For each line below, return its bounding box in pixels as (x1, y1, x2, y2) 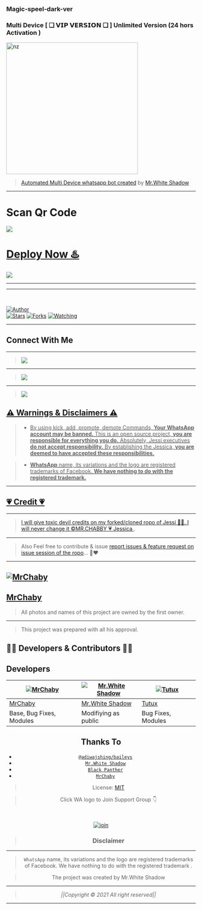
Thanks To (81, 737, 121, 747)
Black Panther (88, 767, 123, 773)
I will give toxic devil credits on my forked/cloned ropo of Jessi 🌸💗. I (20, 518, 189, 525)
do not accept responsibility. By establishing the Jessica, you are (29, 443, 194, 450)
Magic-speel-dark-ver (6, 5, 73, 13)
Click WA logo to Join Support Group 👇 (60, 796, 158, 803)
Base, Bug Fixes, (9, 709, 56, 717)
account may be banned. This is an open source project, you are (29, 430, 192, 438)
